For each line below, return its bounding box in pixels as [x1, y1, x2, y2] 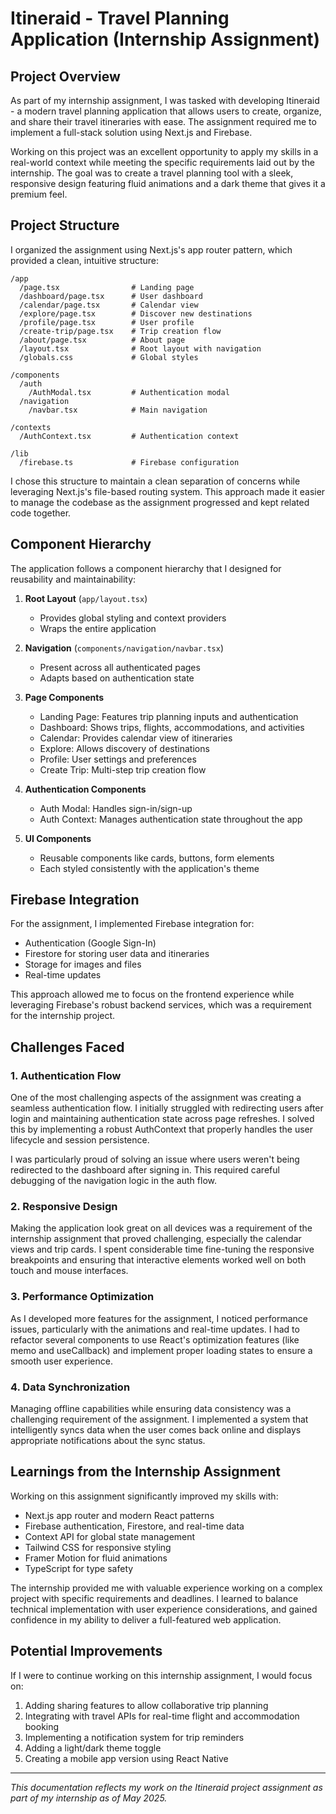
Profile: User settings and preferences [39, 753, 197, 765]
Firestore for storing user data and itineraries [24, 948, 210, 960]
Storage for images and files [24, 958, 142, 971]
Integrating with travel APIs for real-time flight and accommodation [24, 1710, 300, 1722]
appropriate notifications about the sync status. [10, 1435, 206, 1447]
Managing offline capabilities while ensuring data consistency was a [10, 1403, 292, 1415]
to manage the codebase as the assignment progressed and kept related [10, 496, 310, 508]
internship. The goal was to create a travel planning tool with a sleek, [10, 167, 294, 179]
